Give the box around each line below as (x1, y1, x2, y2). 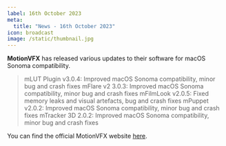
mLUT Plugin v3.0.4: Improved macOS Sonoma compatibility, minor (23, 75, 216, 83)
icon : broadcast (7, 29, 54, 36)
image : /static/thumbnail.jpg (7, 36, 94, 42)
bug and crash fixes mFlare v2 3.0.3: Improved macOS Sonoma (23, 82, 204, 90)
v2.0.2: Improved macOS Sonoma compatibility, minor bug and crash (23, 104, 220, 112)
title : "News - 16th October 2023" (13, 23, 116, 29)
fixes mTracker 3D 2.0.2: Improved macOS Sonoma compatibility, (23, 111, 209, 120)
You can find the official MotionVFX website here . (7, 132, 148, 141)
